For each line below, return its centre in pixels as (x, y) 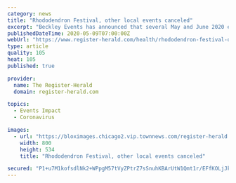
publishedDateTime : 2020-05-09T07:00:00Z (69, 33)
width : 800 (36, 143)
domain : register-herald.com (56, 92)
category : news (29, 14)
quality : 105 (26, 53)
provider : (22, 79)
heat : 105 (22, 60)
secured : (20, 169)
